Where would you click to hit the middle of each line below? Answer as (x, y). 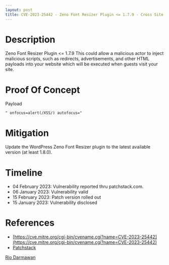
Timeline (24, 173)
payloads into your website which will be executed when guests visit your (81, 64)
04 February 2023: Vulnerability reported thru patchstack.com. (78, 186)
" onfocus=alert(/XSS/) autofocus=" (44, 113)
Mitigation (27, 133)
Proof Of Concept (43, 90)
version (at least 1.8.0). (29, 152)
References (30, 223)
